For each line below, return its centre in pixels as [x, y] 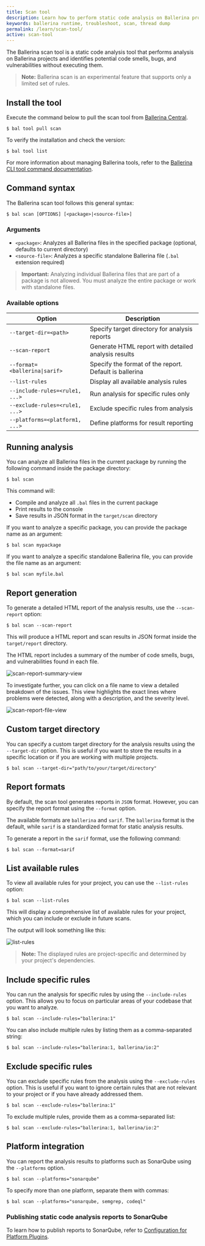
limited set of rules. [45, 84]
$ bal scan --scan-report [39, 625]
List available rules [43, 868]
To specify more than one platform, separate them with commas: [88, 1190]
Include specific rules [48, 980]
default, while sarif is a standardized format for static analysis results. [95, 827]
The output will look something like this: [56, 931]
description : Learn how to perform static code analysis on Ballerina [98, 18]
